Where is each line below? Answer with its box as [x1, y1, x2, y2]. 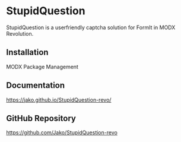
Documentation [6, 80, 65, 90]
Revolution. [6, 30, 34, 37]
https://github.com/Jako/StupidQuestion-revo [6, 129, 118, 136]
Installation [6, 48, 49, 58]
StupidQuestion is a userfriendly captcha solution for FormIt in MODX [6, 24, 176, 31]
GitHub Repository [6, 113, 76, 123]
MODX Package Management [6, 63, 79, 70]
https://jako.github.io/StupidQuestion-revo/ [6, 96, 112, 103]
